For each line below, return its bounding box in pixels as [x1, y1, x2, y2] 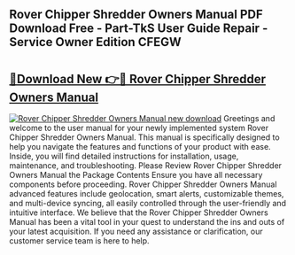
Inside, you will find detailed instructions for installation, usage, [9, 151, 239, 161]
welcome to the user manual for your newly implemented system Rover [9, 123, 268, 133]
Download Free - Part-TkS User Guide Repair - [9, 21, 268, 36]
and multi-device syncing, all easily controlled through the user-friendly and [9, 198, 286, 208]
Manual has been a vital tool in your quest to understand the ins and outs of [9, 217, 285, 227]
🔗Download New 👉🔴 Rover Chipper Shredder [9, 71, 267, 87]
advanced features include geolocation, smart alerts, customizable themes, [9, 189, 284, 198]
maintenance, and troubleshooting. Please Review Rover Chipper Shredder [9, 160, 282, 171]
